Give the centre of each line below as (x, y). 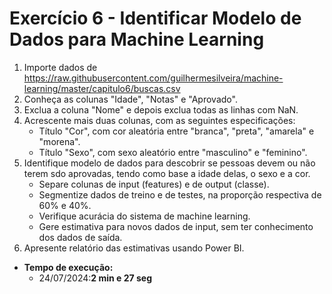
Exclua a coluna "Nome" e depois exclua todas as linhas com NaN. (161, 109)
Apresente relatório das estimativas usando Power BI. (134, 248)
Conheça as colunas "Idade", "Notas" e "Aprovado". (130, 99)
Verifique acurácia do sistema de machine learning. (144, 216)
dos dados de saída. (80, 237)
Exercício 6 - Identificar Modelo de (155, 18)
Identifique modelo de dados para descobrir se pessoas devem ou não (169, 163)
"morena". (59, 141)
